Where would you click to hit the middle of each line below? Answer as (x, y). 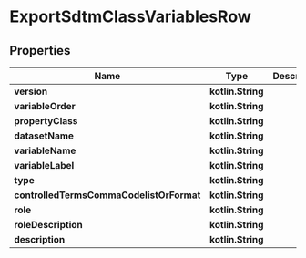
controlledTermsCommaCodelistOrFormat (107, 195)
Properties (40, 51)
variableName (45, 150)
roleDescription (49, 225)
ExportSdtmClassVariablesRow (131, 17)
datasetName (44, 136)
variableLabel (44, 165)
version (31, 91)
